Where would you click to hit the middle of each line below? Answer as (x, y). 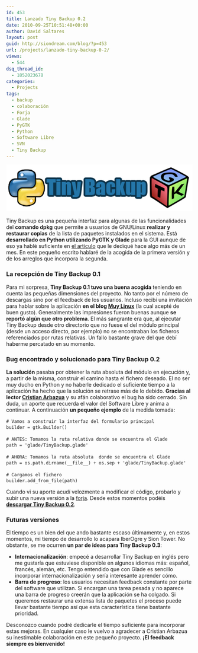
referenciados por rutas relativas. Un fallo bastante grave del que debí (91, 337)
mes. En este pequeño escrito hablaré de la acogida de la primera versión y (98, 253)
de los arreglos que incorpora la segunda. (57, 259)
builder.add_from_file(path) (42, 480)
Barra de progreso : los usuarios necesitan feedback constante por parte (103, 582)
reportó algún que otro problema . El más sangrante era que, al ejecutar (94, 318)
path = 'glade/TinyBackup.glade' (47, 445)
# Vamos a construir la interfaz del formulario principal (80, 421)
